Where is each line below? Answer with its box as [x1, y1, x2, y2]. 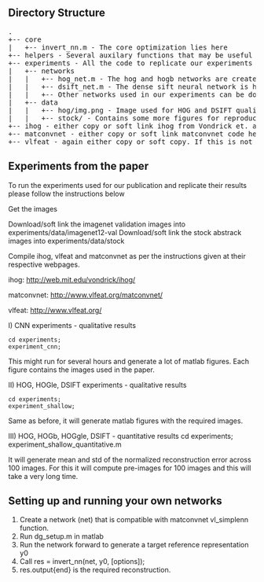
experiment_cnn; [8, 342, 61, 351]
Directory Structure [8, 6, 106, 20]
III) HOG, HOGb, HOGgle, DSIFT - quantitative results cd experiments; [8, 431, 233, 440]
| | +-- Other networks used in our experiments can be [8, 90, 245, 99]
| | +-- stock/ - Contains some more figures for [8, 113, 220, 123]
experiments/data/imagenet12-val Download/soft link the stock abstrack [8, 227, 242, 237]
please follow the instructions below [8, 189, 125, 198]
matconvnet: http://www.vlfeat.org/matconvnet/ [8, 290, 163, 300]
